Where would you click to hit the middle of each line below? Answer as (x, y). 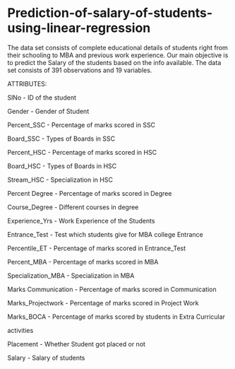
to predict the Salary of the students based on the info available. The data (114, 62)
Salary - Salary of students (46, 358)
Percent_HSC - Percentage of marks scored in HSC (82, 152)
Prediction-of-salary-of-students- (110, 13)
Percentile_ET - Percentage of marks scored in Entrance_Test (97, 248)
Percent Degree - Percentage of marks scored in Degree (90, 193)
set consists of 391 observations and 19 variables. (80, 70)
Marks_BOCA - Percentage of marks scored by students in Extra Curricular (116, 317)
